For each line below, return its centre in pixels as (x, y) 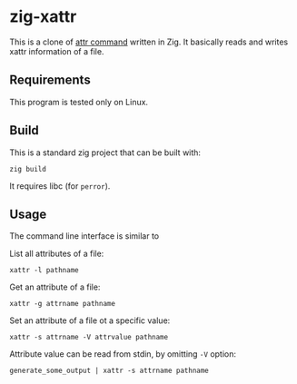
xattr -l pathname (44, 271)
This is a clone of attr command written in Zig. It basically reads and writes (149, 42)
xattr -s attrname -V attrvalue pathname (89, 338)
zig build (28, 169)
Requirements (50, 80)
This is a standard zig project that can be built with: (105, 153)
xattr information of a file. (57, 51)
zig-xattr (43, 17)
